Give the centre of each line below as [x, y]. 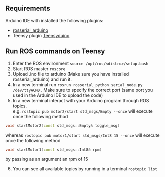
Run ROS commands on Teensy [55, 51]
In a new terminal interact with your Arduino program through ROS [81, 100]
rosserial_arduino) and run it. [42, 79]
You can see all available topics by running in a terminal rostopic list [85, 169]
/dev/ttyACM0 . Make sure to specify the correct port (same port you [83, 90]
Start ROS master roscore [39, 68]
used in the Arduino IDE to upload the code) [58, 95]
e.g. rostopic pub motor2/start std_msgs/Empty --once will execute [82, 111]
